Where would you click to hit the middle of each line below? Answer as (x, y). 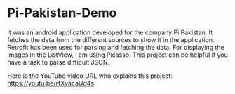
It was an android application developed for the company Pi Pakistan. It (110, 32)
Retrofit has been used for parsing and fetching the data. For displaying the (116, 47)
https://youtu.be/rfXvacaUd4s (51, 83)
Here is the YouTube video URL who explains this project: (90, 76)
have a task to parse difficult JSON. (59, 62)
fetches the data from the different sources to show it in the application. (111, 39)
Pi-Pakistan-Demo (62, 13)
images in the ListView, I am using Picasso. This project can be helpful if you (117, 55)
